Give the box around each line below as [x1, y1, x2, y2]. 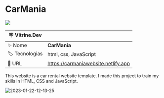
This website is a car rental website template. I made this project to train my [5, 73, 159, 79]
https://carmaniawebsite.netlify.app [47, 60, 130, 67]
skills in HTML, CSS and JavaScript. [5, 78, 78, 84]
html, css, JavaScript [47, 51, 96, 58]
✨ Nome [7, 42, 27, 49]
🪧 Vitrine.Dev [8, 31, 42, 38]
